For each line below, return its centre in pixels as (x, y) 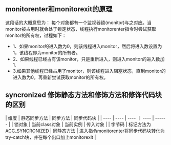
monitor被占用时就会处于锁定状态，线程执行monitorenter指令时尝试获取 (81, 29)
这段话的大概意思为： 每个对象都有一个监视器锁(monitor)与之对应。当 (79, 23)
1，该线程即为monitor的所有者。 (46, 52)
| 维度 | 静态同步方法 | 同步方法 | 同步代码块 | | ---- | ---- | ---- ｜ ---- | (80, 118)
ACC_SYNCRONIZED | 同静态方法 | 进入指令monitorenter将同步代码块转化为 (85, 131)
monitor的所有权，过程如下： (36, 35)
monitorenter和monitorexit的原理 (59, 9)
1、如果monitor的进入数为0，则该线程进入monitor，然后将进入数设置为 (87, 46)
